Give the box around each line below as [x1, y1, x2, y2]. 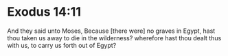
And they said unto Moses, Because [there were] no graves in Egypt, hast [7, 27, 216, 35]
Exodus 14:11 [7, 4, 81, 20]
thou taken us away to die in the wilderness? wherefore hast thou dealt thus [7, 33, 222, 42]
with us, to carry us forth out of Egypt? [7, 41, 117, 49]
